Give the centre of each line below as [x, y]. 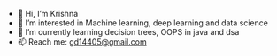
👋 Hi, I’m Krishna [48, 14]
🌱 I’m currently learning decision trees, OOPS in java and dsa [128, 32]
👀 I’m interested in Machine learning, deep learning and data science [142, 23]
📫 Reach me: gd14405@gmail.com [82, 42]
